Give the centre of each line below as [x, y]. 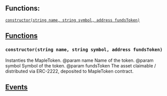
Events [17, 87]
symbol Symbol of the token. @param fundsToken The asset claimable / [81, 65]
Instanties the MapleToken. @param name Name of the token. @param [79, 60]
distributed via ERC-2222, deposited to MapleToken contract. [69, 71]
